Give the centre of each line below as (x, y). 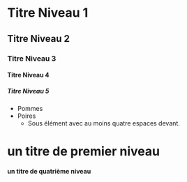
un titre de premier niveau (84, 152)
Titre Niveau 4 (28, 75)
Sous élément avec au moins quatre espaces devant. (104, 123)
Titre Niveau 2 (39, 39)
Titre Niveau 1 (48, 13)
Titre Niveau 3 (32, 59)
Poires (27, 116)
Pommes (30, 109)
